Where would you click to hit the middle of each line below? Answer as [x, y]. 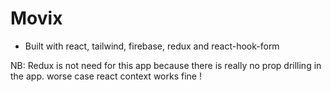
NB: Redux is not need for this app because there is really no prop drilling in [166, 65]
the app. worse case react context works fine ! [106, 76]
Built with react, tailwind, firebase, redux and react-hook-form [152, 46]
